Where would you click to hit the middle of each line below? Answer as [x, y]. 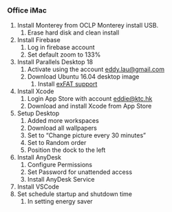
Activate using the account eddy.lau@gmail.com [96, 69]
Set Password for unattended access [80, 172]
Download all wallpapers [62, 128]
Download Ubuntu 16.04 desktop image [83, 77]
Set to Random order [57, 143]
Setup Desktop [38, 113]
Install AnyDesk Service [61, 180]
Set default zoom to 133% [64, 55]
